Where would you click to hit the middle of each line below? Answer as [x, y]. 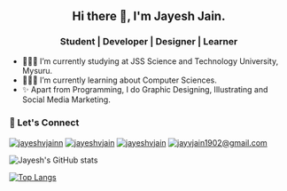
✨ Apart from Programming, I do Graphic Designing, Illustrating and [145, 89]
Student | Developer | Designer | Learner [149, 42]
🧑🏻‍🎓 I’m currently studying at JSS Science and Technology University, [150, 61]
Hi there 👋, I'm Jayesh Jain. [149, 16]
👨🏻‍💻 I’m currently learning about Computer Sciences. [119, 80]
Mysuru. [37, 70]
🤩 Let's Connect [44, 123]
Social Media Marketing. [66, 99]
